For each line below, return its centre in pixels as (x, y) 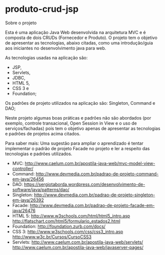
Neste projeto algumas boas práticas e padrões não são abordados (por (78, 118)
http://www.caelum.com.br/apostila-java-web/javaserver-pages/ (78, 247)
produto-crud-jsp (42, 9)
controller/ (23, 169)
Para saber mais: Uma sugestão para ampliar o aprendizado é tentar (74, 143)
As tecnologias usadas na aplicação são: (46, 57)
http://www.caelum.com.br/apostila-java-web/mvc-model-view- (90, 163)
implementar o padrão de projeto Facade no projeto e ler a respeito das (78, 148)
